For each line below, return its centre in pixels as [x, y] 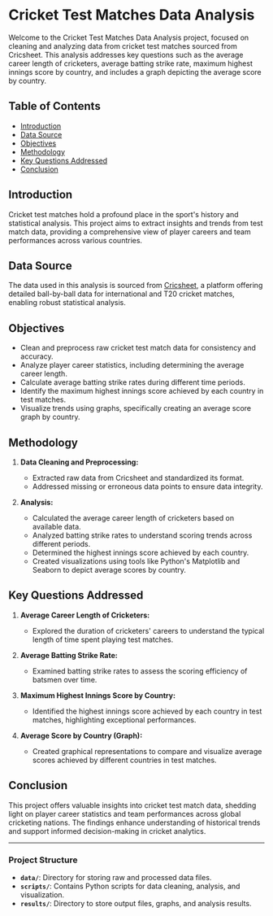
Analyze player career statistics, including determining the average [132, 365]
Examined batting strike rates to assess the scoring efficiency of [140, 671]
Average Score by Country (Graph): [81, 735]
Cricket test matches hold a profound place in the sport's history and [123, 214]
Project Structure [43, 860]
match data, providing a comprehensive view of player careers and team [130, 231]
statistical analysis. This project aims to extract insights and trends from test [136, 223]
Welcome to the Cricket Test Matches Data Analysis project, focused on [129, 37]
